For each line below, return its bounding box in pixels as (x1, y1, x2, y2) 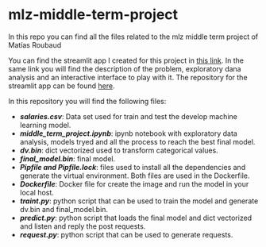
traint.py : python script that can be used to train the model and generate (19, 196, 259, 206)
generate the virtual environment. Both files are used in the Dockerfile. (19, 171, 250, 180)
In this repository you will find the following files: (8, 96, 167, 106)
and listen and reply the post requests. (19, 221, 146, 231)
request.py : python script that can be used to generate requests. (19, 230, 233, 239)
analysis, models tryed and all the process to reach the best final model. (19, 137, 256, 146)
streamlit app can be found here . (8, 81, 115, 91)
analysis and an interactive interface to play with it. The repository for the (8, 72, 248, 82)
